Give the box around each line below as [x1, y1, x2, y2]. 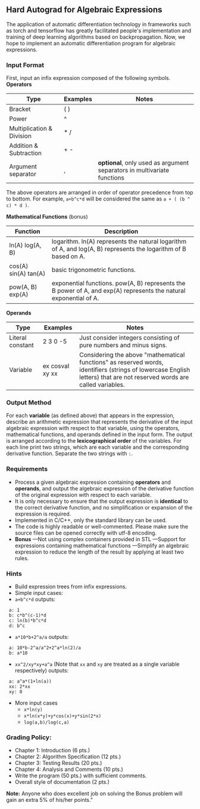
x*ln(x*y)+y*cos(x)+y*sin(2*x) [23, 713, 102, 719]
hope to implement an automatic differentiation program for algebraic [6, 39, 176, 47]
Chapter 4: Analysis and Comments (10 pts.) [14, 766, 123, 773]
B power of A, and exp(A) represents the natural [51, 286, 186, 295]
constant [9, 341, 34, 350]
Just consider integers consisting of [79, 334, 180, 342]
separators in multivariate [98, 166, 170, 175]
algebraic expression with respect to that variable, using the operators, [6, 425, 180, 432]
